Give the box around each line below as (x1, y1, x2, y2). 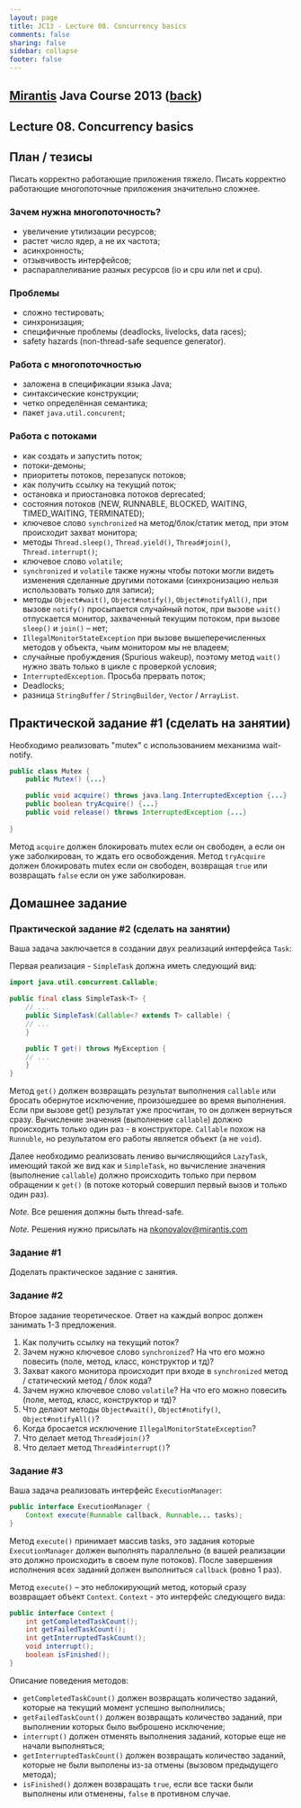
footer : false (9, 55, 63, 64)
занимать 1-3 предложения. (9, 1319, 117, 1330)
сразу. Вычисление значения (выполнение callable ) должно (9, 1114, 243, 1125)
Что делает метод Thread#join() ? (22, 1433, 150, 1443)
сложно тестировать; (22, 307, 105, 318)
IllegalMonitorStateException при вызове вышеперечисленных (22, 632, 267, 643)
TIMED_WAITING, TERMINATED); (22, 508, 146, 519)
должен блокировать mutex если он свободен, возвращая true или (9, 860, 268, 871)
